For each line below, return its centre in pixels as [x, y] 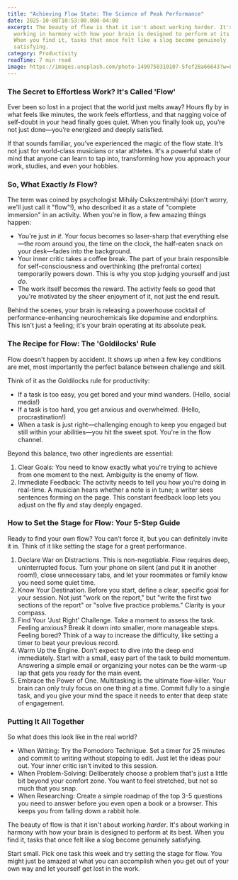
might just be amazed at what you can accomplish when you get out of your [118, 861]
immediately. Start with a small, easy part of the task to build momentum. [124, 658]
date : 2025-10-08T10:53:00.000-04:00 [63, 21]
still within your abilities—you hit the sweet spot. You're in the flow [114, 432]
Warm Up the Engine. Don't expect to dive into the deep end [105, 650]
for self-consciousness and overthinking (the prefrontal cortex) [109, 266]
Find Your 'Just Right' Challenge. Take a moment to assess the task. [116, 620]
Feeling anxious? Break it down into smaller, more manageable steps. [118, 627]
